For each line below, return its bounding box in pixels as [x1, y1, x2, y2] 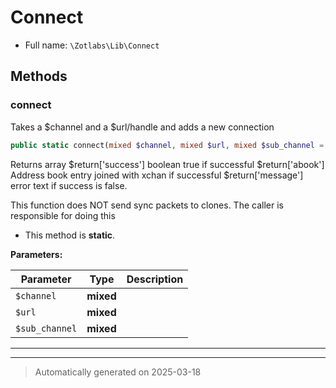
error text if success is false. [10, 179, 128, 191]
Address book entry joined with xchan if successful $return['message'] [10, 169, 304, 181]
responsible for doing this [10, 209, 116, 221]
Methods [10, 68, 68, 85]
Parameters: [10, 248, 63, 260]
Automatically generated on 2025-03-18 [34, 366, 202, 378]
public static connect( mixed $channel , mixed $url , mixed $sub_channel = [10, 140, 325, 150]
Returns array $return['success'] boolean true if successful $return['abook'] [10, 158, 325, 170]
